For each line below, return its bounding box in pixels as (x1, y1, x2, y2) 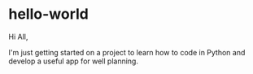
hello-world (8, 5, 89, 24)
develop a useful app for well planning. (8, 56, 138, 66)
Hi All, (8, 32, 28, 41)
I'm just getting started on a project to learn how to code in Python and (8, 47, 246, 57)
